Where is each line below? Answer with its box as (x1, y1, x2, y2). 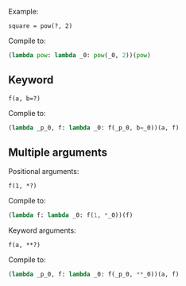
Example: (8, 7, 39, 16)
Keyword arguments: (8, 226, 77, 235)
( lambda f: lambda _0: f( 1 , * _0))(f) (8, 211, 134, 219)
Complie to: (8, 108, 46, 118)
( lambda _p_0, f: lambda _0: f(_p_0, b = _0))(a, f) (8, 123, 180, 132)
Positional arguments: (8, 167, 79, 176)
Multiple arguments (8, 145, 108, 159)
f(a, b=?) (8, 95, 41, 102)
